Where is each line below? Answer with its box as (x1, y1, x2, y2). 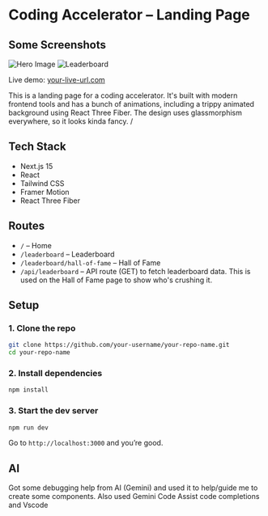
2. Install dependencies (8, 367, 103, 379)
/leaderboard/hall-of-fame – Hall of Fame (19, 257, 161, 268)
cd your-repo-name (8, 349, 70, 357)
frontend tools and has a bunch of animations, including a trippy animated (8, 99, 255, 108)
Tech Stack (8, 140, 66, 154)
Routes (8, 219, 45, 233)
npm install (8, 386, 49, 394)
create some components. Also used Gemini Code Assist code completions (8, 492, 260, 501)
